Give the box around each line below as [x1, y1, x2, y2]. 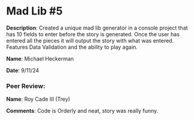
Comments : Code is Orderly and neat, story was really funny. [6, 107, 159, 115]
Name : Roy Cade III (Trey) [6, 95, 70, 103]
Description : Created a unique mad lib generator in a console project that [6, 24, 188, 31]
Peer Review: [6, 81, 46, 90]
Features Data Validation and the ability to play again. [6, 43, 138, 51]
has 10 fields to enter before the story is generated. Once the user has [6, 30, 180, 37]
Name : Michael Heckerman [6, 55, 74, 62]
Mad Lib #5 [6, 4, 63, 18]
